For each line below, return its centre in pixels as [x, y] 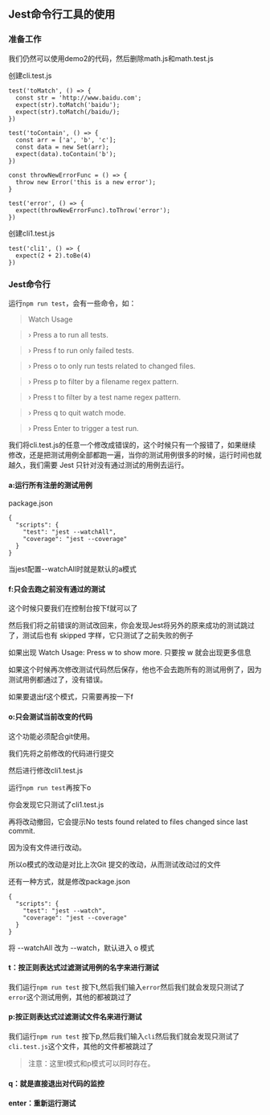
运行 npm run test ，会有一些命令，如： [72, 303]
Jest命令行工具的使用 [62, 14]
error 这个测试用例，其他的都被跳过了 [70, 997]
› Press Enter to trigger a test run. [83, 428]
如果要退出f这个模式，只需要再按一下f [71, 697]
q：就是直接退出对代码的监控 [56, 1083]
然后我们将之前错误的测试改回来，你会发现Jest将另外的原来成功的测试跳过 [132, 625]
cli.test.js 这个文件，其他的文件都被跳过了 [81, 1046]
